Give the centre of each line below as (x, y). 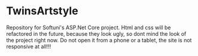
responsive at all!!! (29, 46)
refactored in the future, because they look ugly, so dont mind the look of (96, 33)
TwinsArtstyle (42, 11)
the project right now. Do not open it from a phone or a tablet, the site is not (99, 40)
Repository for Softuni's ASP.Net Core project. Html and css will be (89, 27)
